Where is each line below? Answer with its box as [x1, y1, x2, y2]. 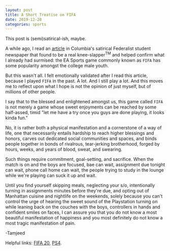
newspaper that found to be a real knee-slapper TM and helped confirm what [5, 51, 165, 58]
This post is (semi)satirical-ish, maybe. [5, 36, 86, 42]
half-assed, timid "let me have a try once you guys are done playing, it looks [5, 109, 164, 115]
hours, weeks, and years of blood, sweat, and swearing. [5, 146, 123, 152]
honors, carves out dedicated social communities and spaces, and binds [5, 135, 157, 142]
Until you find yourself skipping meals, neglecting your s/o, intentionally [5, 182, 155, 188]
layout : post [5, 7, 33, 13]
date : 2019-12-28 [5, 17, 42, 22]
